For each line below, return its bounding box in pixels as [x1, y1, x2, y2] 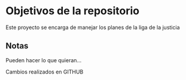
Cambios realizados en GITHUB [5, 68, 84, 75]
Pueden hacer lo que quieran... [5, 56, 82, 63]
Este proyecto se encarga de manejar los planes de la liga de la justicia [5, 24, 180, 31]
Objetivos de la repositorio [5, 4, 140, 18]
